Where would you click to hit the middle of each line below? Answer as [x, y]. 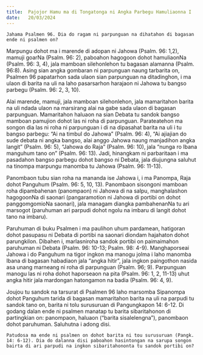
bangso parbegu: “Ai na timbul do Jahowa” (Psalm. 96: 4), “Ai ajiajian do [97, 134]
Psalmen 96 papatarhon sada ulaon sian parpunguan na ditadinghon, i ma [99, 77]
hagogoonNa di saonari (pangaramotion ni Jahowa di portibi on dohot [94, 197]
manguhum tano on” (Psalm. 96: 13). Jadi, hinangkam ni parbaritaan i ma [97, 153]
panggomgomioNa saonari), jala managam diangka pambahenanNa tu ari [98, 204]
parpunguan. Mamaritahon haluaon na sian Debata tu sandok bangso [93, 114]
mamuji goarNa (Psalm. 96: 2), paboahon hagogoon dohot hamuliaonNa [96, 57]
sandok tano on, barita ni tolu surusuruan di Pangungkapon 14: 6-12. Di [95, 305]
